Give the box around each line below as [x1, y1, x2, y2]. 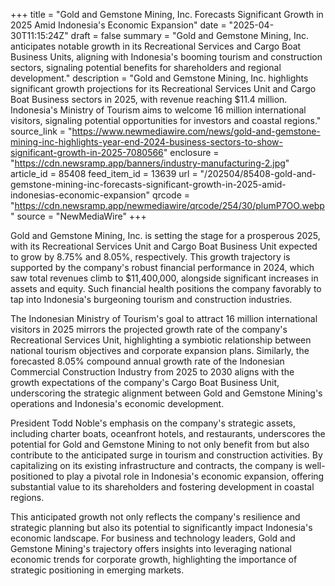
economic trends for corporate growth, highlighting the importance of [10, 554, 298, 565]
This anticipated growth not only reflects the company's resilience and [10, 511, 301, 523]
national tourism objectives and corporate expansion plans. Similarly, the [10, 345, 310, 356]
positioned [10, 470, 55, 482]
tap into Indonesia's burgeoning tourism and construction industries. [10, 294, 293, 305]
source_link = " [10, 125, 73, 137]
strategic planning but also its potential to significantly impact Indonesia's [10, 522, 313, 533]
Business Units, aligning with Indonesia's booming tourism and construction [10, 51, 323, 63]
